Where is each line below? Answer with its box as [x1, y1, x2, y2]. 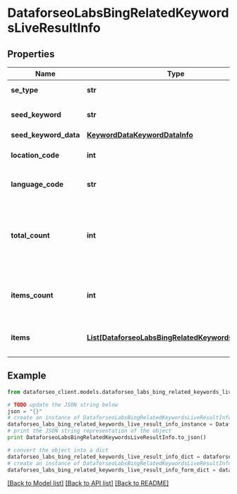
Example [7, 370, 47, 382]
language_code [11, 180, 64, 189]
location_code [11, 150, 60, 160]
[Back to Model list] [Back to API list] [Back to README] [7, 479, 169, 488]
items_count [11, 290, 54, 300]
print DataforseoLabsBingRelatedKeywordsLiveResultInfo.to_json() [7, 434, 207, 441]
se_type [11, 85, 39, 94]
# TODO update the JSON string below [7, 401, 119, 408]
